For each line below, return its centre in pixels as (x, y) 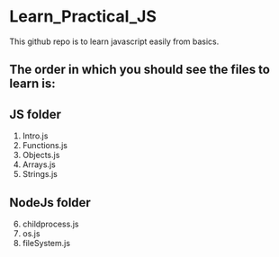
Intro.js (35, 136)
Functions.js (45, 146)
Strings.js (40, 174)
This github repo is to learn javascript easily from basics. (114, 41)
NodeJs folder (50, 203)
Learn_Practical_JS (83, 17)
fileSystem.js (46, 243)
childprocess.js (50, 224)
